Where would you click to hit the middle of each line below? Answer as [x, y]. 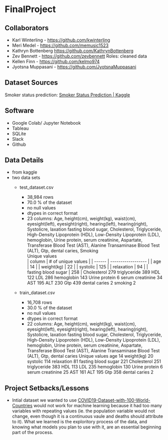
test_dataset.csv [36, 187]
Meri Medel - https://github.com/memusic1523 [60, 45]
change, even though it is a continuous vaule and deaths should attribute [88, 416]
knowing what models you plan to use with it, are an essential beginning [87, 427]
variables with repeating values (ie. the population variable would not [83, 411]
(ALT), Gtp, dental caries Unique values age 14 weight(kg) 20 [90, 356]
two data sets [26, 178]
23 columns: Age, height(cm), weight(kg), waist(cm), [81, 218]
